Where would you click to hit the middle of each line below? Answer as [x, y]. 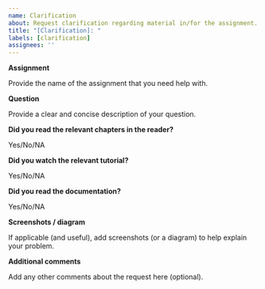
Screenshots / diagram [47, 222]
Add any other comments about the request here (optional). [106, 277]
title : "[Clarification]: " [55, 30]
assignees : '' [32, 45]
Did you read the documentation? [65, 191]
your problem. [31, 246]
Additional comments [45, 262]
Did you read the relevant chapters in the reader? [91, 130]
